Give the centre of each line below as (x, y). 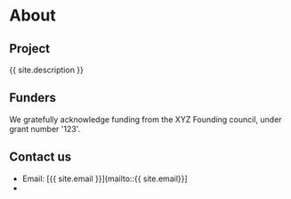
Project (30, 49)
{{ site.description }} (47, 70)
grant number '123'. (45, 129)
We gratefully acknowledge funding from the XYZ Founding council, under (145, 119)
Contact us (40, 157)
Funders (32, 98)
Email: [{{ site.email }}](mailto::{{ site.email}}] (105, 178)
